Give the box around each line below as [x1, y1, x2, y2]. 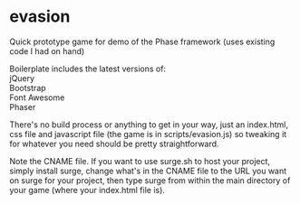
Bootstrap [9, 82, 47, 93]
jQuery [9, 72, 34, 83]
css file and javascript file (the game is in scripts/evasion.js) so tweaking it [9, 128, 287, 139]
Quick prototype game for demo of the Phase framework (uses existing [9, 36, 276, 47]
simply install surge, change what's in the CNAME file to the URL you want [9, 165, 287, 176]
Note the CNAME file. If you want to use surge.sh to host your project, [9, 155, 270, 166]
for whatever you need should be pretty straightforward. [9, 138, 219, 149]
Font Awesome [9, 92, 65, 103]
